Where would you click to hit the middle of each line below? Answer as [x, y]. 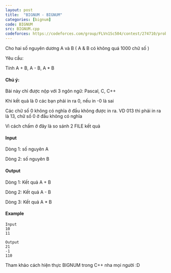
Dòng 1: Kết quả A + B [28, 182]
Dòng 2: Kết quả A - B [28, 192]
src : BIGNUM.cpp [22, 29]
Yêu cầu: [15, 58]
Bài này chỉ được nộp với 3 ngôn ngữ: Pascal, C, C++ [61, 91]
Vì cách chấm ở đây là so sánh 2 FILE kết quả [53, 126]
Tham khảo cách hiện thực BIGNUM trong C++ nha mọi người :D [73, 265]
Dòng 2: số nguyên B [27, 159]
